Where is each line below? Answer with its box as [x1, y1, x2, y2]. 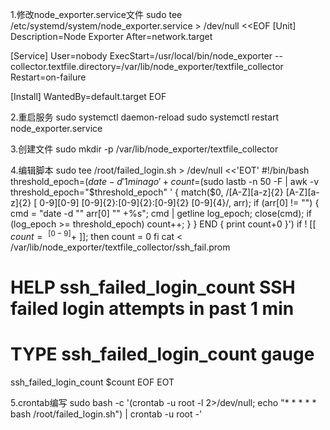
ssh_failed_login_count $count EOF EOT [10, 376, 175, 388]
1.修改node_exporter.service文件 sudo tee [10, 9, 183, 20]
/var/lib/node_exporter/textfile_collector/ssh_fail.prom [10, 241, 231, 253]
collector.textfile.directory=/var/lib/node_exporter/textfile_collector [10, 61, 284, 72]
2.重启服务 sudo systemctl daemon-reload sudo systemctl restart [10, 111, 280, 123]
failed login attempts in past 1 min [10, 297, 295, 320]
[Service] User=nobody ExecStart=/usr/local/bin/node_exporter [10, 50, 273, 62]
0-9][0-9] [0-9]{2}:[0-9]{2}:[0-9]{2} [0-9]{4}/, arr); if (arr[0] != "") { [39, 197, 320, 208]
